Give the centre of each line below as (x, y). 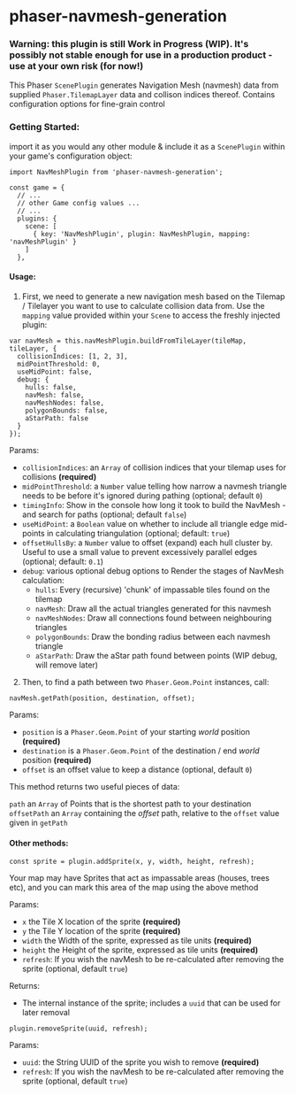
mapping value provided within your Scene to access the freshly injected (151, 315)
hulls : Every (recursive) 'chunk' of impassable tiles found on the (152, 590)
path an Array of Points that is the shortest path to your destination (130, 804)
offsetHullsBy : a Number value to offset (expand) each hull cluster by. (147, 543)
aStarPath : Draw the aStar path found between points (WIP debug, (156, 655)
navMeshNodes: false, (65, 403)
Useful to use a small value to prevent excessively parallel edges (140, 551)
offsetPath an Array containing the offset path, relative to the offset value (144, 813)
